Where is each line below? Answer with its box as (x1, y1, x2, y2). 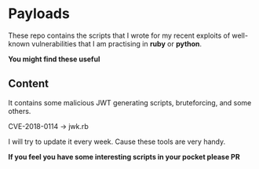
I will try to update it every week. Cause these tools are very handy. (8, 137, 226, 146)
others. (8, 106, 31, 116)
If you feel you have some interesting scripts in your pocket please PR (8, 152, 241, 161)
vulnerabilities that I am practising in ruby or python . (31, 39, 202, 48)
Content (8, 77, 49, 90)
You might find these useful (8, 54, 100, 64)
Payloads (8, 5, 71, 23)
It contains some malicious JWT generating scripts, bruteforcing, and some (8, 97, 252, 107)
